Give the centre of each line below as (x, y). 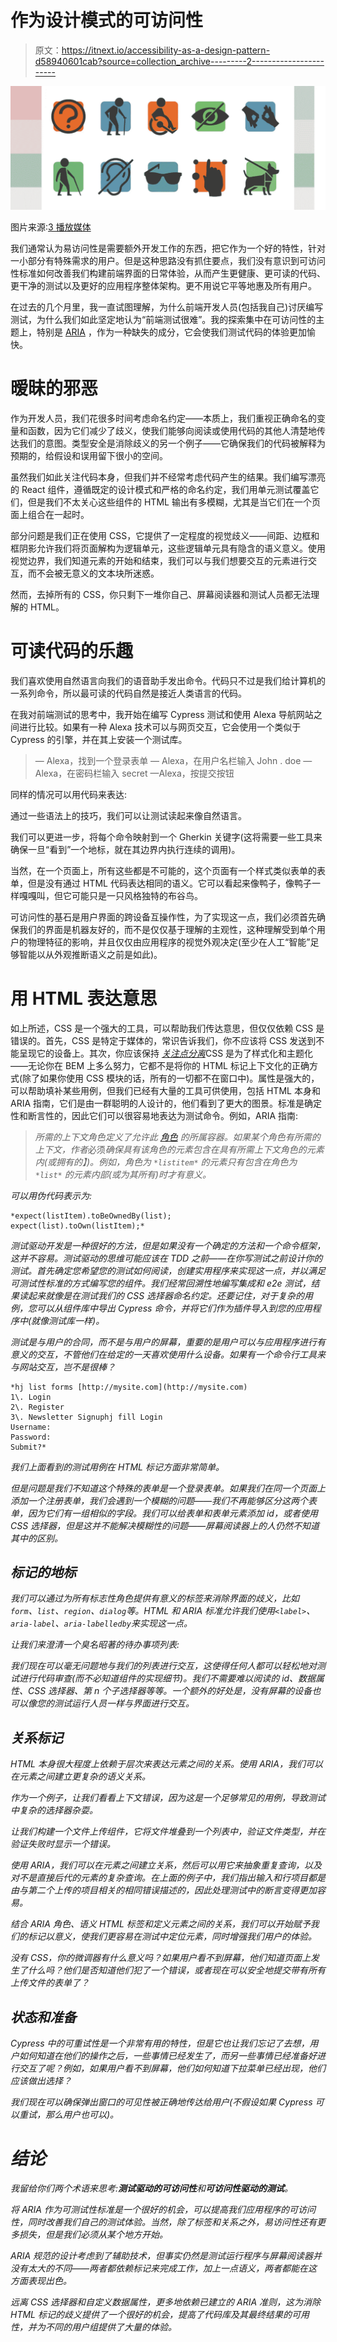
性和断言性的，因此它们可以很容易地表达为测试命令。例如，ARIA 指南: (154, 1115)
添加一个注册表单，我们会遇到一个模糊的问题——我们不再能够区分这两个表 (164, 1500)
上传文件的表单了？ (50, 1983)
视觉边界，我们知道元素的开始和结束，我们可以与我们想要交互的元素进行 (159, 560)
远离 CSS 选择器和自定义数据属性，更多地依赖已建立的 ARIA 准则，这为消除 (165, 2302)
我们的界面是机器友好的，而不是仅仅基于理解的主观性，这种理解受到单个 (167, 929)
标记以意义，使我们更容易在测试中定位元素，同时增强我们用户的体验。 (172, 1937)
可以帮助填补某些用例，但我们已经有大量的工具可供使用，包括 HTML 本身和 (165, 1090)
